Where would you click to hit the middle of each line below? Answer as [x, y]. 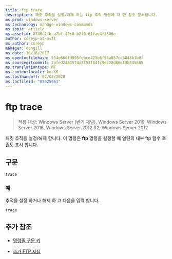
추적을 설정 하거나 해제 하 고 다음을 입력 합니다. [53, 200]
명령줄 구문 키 [26, 240]
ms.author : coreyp [25, 44]
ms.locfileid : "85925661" [33, 82]
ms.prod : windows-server [32, 19]
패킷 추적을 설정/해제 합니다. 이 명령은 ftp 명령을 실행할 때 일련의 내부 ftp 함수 [83, 138]
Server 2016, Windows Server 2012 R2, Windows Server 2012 [83, 127]
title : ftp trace [24, 10]
